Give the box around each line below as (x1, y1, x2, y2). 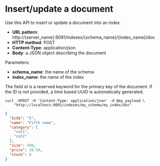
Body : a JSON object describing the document (12, 50, 106, 56)
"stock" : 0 (9, 152, 32, 157)
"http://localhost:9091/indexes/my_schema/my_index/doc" (14, 102, 132, 107)
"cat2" (14, 134, 27, 139)
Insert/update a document (5, 3, 114, 15)
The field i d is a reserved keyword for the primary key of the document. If (5, 83, 153, 89)
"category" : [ (9, 125, 38, 130)
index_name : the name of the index (12, 74, 84, 80)
